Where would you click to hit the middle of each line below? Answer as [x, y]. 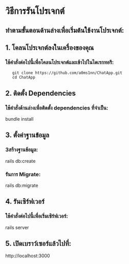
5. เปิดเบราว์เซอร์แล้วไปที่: [38, 244]
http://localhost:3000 [28, 256]
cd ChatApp [24, 78]
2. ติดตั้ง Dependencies [40, 93]
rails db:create [20, 161]
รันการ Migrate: [23, 174]
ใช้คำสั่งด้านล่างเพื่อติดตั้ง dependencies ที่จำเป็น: [57, 108]
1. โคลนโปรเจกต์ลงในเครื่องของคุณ [50, 48]
